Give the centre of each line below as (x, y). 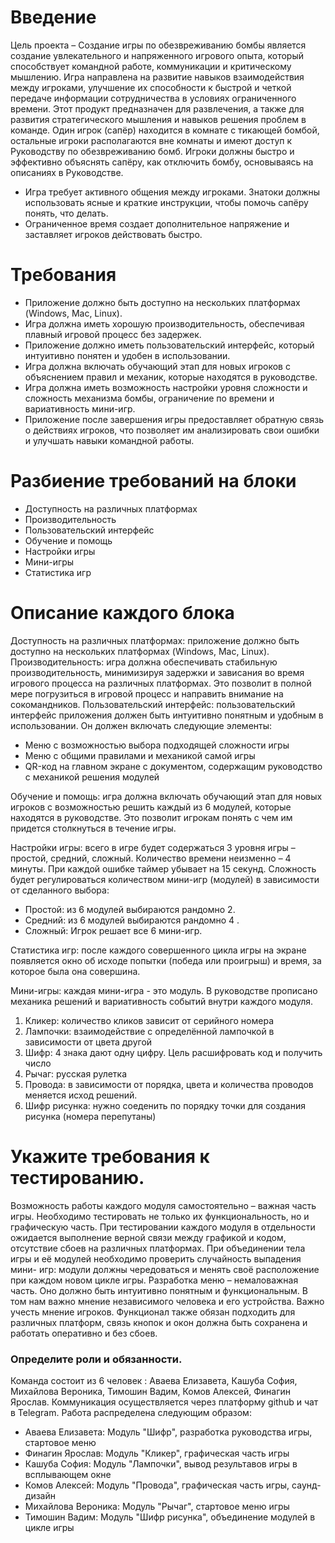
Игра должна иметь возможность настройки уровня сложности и (166, 387)
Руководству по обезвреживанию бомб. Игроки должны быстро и (152, 151)
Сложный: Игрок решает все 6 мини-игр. (113, 930)
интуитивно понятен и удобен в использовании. (127, 355)
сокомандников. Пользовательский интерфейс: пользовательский (153, 704)
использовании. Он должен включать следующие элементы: (141, 725)
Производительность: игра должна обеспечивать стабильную (144, 662)
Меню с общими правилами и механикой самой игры (140, 755)
